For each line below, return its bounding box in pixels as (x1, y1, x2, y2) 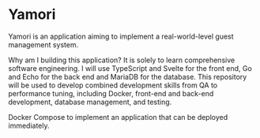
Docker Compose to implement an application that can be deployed (8, 112, 228, 121)
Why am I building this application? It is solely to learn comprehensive (8, 55, 236, 65)
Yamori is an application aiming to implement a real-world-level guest (8, 32, 235, 41)
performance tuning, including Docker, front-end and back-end (8, 88, 214, 98)
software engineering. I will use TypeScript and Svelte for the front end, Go (8, 63, 253, 73)
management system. (8, 39, 79, 49)
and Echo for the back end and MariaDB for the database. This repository (8, 72, 247, 81)
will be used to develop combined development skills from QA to (8, 80, 218, 90)
